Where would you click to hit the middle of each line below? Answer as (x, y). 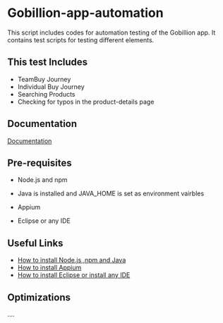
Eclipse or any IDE (44, 221)
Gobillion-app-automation (85, 13)
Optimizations (39, 297)
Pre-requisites (40, 163)
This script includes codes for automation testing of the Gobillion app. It (111, 32)
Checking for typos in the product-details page (86, 102)
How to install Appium (49, 268)
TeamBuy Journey (44, 79)
